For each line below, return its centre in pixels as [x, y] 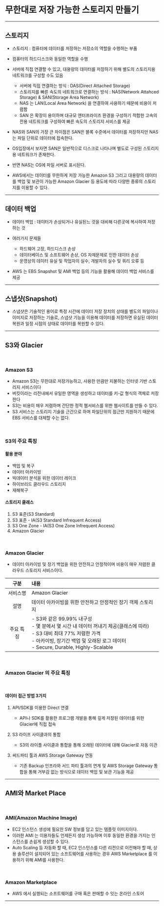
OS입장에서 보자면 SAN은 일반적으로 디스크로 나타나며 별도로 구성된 [77, 148]
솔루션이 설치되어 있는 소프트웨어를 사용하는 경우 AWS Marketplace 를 [85, 854]
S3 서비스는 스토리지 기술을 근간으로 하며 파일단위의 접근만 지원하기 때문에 [83, 412]
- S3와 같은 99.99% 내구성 [62, 619]
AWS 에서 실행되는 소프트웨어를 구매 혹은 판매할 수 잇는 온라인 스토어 [78, 894]
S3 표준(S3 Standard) [33, 514]
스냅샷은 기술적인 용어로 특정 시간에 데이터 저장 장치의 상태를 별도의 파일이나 [85, 312]
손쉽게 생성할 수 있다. [49, 841]
